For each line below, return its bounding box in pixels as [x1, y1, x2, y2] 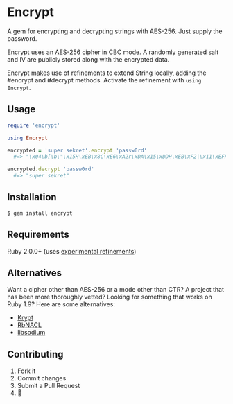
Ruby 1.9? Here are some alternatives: [7, 300, 116, 308]
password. [7, 34, 37, 42]
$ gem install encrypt [7, 209, 73, 217]
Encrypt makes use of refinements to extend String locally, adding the [7, 69, 207, 77]
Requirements [7, 229, 69, 240]
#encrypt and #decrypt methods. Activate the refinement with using [7, 76, 202, 84]
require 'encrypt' [7, 122, 60, 129]
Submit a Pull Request [17, 382, 80, 390]
